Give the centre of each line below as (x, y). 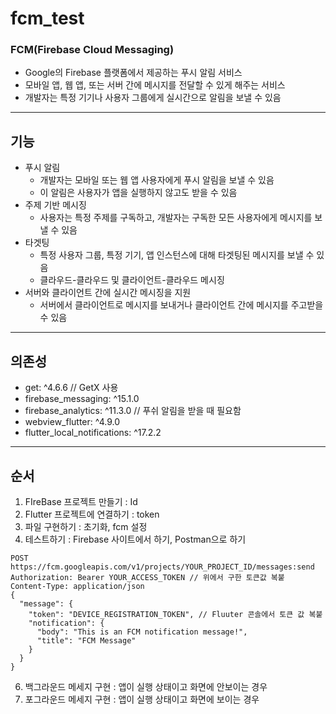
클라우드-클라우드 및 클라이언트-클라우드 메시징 (132, 280)
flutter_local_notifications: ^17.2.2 (93, 433)
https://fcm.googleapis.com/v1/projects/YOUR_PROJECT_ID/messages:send (162, 567)
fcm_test (47, 18)
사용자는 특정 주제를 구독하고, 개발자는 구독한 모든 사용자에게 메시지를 (176, 218)
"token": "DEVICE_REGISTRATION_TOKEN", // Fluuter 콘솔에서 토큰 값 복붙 (175, 614)
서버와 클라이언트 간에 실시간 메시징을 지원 (108, 293)
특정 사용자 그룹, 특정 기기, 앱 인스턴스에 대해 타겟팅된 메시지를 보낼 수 (177, 255)
